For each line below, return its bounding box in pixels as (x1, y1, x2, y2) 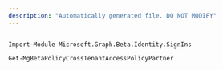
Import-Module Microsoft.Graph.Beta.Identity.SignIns (8, 41, 193, 49)
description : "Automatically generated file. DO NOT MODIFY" (8, 11, 217, 20)
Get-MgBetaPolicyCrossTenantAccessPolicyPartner (8, 54, 174, 62)
